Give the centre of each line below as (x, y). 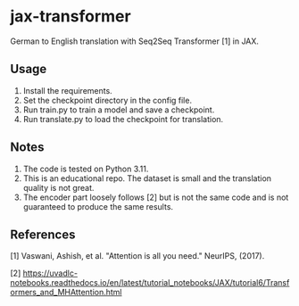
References (43, 234)
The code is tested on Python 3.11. (86, 169)
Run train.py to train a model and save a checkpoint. (119, 110)
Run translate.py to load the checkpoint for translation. (123, 119)
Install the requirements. (67, 90)
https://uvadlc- (50, 273)
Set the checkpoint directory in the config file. (108, 100)
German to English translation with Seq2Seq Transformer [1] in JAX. (135, 41)
